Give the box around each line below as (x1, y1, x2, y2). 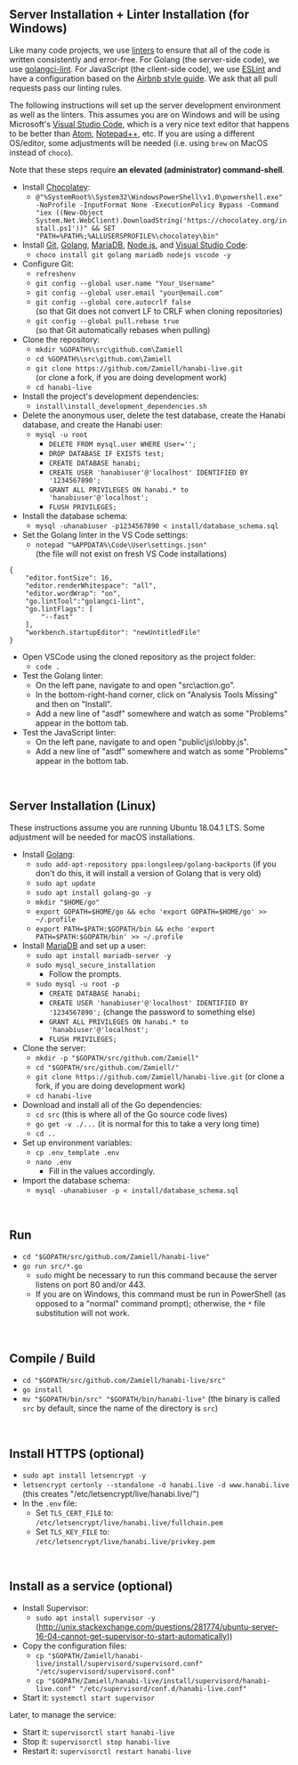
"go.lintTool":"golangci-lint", (25, 597, 145, 606)
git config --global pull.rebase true (35, 316, 180, 326)
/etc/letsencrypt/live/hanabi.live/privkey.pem (35, 1538, 215, 1547)
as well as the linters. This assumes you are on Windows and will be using (9, 109, 280, 119)
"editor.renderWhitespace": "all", (25, 581, 157, 590)
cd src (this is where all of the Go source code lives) (35, 1109, 229, 1119)
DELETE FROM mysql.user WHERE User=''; (48, 440, 197, 449)
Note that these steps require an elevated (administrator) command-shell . (9, 164, 285, 175)
